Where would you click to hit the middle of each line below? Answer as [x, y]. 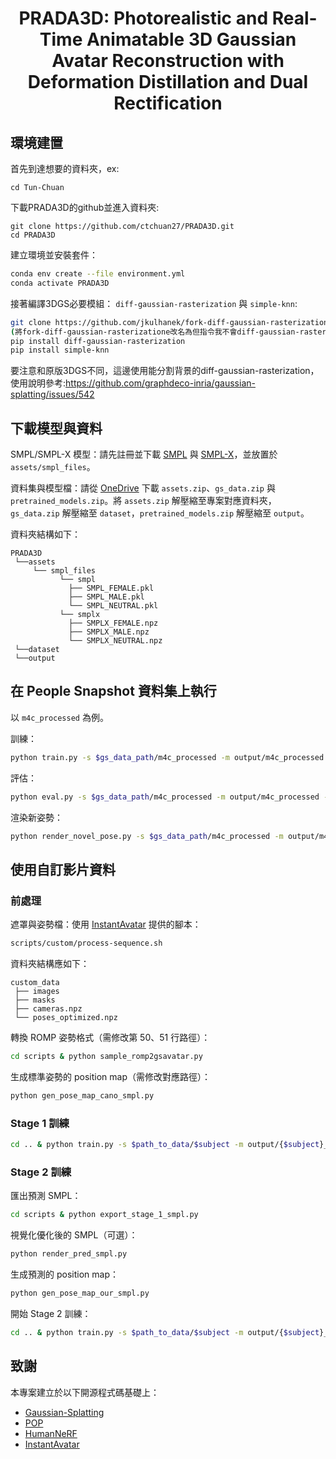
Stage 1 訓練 [40, 1123]
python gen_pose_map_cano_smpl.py [82, 1095]
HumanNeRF [51, 1433]
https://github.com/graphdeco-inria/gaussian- [160, 383]
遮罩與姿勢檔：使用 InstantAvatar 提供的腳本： [106, 924]
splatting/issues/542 [52, 394]
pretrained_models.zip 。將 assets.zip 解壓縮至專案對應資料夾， [143, 501]
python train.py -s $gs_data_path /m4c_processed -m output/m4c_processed [167, 757]
